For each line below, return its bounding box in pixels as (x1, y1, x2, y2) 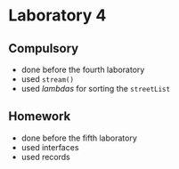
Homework (8, 109, 71, 125)
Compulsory (8, 41, 79, 56)
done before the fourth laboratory (20, 64, 145, 75)
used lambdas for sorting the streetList (20, 84, 171, 93)
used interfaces (20, 141, 79, 152)
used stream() (20, 74, 75, 84)
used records (20, 151, 70, 162)
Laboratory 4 (8, 5, 107, 26)
